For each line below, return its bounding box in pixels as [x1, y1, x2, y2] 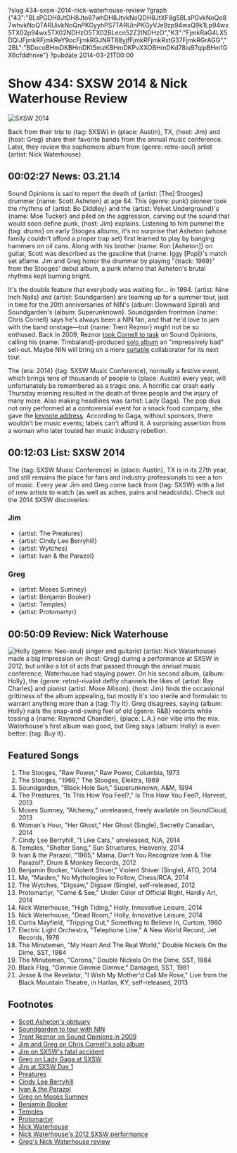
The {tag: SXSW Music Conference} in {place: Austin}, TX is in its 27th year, [8, 465, 228, 474]
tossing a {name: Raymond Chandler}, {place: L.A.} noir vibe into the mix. [8, 714, 220, 722]
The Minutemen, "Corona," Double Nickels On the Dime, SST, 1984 [18, 956, 212, 964]
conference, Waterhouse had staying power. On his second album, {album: [8, 669, 225, 678]
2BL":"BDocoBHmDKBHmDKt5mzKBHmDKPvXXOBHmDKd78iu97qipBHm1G [8, 44, 228, 51]
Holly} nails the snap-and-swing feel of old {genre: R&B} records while [8, 707, 212, 715]
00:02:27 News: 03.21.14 [8, 171, 120, 183]
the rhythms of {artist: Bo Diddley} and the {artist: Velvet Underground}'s [8, 204, 219, 212]
